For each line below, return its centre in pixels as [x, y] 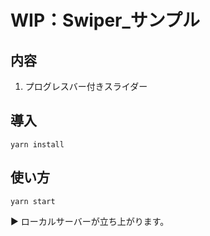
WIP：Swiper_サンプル [105, 20]
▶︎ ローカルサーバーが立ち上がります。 [90, 221]
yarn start [33, 201]
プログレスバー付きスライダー [86, 86]
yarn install [37, 144]
